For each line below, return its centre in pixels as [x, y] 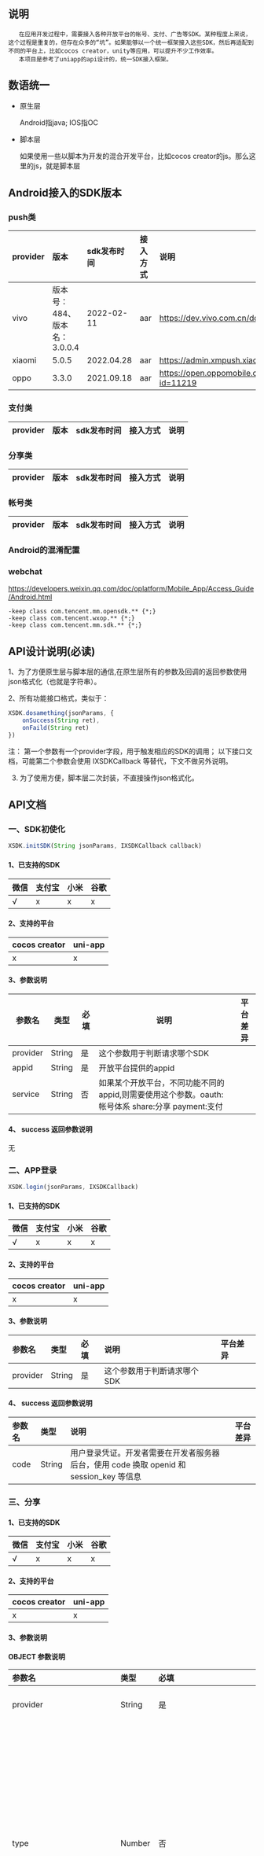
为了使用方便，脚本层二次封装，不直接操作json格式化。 [109, 778]
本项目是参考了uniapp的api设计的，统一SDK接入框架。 [95, 59]
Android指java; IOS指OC [59, 122]
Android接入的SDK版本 [65, 193]
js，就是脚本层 [57, 166]
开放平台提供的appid [137, 1068]
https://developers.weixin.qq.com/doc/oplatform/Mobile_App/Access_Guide [131, 589]
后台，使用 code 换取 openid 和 [128, 1465]
